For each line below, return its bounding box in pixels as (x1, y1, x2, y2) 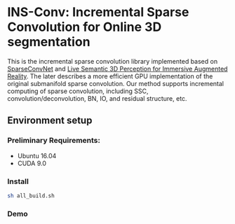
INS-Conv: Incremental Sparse (7, 4, 189, 20)
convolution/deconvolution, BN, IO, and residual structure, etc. (7, 94, 187, 102)
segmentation (7, 34, 90, 50)
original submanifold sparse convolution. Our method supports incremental (7, 79, 224, 87)
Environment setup (7, 115, 93, 127)
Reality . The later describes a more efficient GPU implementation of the (7, 71, 213, 80)
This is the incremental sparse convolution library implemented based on (7, 57, 218, 65)
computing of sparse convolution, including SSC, (7, 87, 149, 95)
